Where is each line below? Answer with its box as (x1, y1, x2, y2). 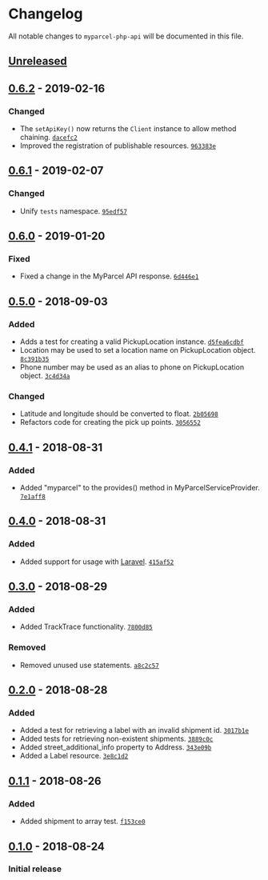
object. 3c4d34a (19, 371, 70, 381)
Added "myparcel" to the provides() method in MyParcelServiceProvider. (19, 483, 260, 493)
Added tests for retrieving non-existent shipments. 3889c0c (19, 734, 214, 744)
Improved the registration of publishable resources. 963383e (19, 141, 216, 150)
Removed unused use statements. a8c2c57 (19, 660, 160, 670)
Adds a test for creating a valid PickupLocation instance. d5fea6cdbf (19, 337, 244, 346)
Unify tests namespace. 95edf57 (19, 206, 128, 216)
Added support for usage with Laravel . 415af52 (19, 557, 174, 566)
